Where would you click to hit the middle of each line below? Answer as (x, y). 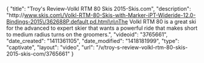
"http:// (15, 15)
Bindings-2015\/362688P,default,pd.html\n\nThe (67, 22)
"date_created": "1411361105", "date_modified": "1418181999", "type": (93, 41)
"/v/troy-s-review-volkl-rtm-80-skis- (142, 47)
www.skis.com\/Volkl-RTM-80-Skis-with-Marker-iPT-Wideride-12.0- (110, 15)
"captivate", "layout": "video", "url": (51, 47)
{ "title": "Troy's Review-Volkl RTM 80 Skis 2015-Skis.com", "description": (99, 9)
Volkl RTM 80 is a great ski (163, 22)
